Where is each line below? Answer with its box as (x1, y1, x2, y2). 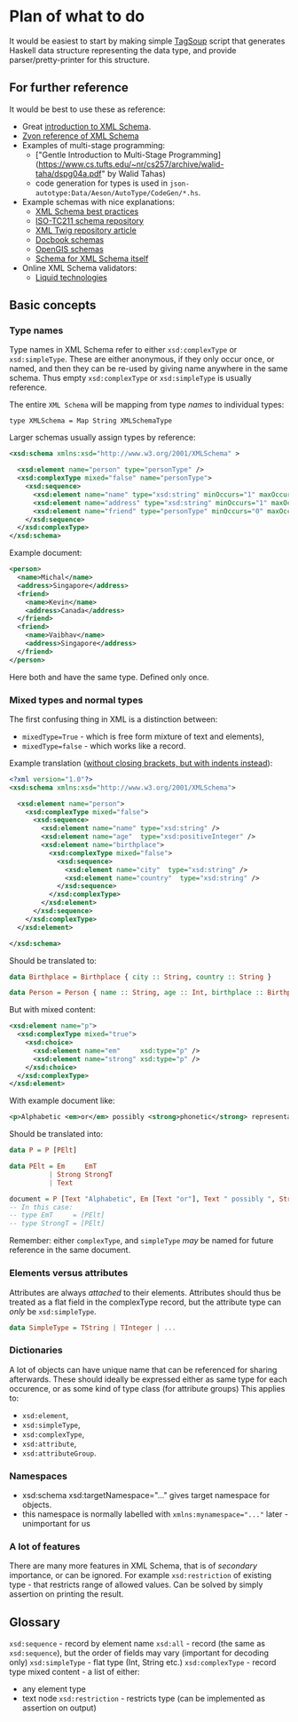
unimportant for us (21, 1519, 90, 1528)
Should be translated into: (9, 1129, 104, 1139)
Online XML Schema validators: (21, 262, 137, 273)
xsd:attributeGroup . (21, 1448, 97, 1458)
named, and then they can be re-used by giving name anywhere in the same (9, 363, 288, 374)
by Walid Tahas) (106, 168, 166, 179)
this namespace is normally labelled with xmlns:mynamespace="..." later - (21, 1509, 288, 1520)
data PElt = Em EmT (9, 1162, 98, 1171)
